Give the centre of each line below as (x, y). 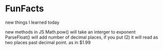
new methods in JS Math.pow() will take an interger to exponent (70, 32)
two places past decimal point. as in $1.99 (48, 42)
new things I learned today (32, 22)
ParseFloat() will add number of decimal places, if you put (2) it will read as (82, 37)
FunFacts (25, 9)
